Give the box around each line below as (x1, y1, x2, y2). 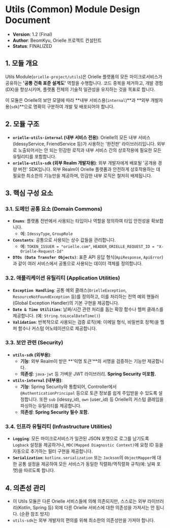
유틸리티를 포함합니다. (12, 153, 57, 159)
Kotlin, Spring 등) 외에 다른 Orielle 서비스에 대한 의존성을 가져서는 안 (18, 504, 155, 510)
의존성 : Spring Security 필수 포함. (20, 409, 89, 415)
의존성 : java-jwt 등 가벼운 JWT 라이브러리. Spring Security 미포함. (20, 371, 156, 377)
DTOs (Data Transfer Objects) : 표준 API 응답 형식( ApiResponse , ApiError (12, 254, 162, 260)
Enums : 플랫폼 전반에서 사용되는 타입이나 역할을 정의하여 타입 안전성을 (12, 218, 150, 224)
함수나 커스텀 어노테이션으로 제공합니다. (18, 325, 97, 331)
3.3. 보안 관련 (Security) (5, 339, 63, 346)
